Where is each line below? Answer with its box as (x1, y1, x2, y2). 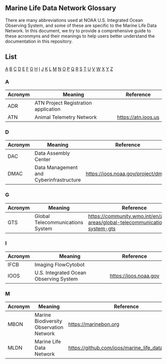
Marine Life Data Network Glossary (5, 4, 116, 12)
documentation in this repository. (5, 38, 73, 44)
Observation (34, 324, 64, 331)
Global (34, 213, 50, 219)
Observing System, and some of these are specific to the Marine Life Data (5, 22, 157, 28)
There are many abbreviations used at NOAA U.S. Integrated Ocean (5, 17, 143, 23)
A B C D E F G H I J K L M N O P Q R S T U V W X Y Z (5, 66, 113, 72)
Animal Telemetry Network (34, 114, 97, 121)
